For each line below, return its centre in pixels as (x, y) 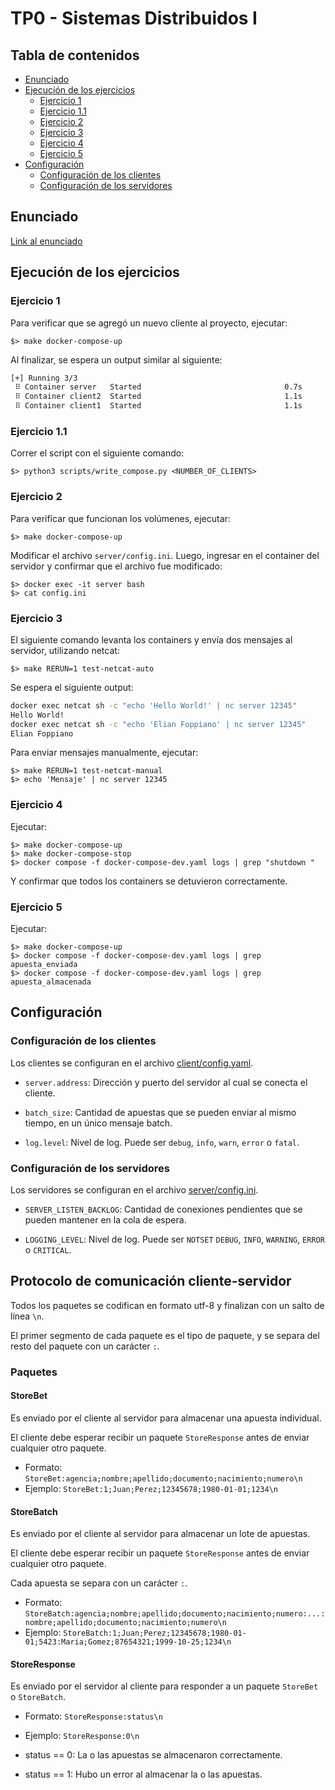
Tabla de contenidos (75, 55)
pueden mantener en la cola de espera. (105, 1219)
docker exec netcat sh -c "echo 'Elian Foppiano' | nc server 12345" (158, 724)
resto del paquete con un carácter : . (85, 1346)
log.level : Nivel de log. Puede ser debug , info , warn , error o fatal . (162, 1142)
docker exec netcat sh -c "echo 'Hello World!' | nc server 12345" (154, 705)
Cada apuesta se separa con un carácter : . (99, 1583)
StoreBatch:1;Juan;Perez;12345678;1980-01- (155, 1633)
